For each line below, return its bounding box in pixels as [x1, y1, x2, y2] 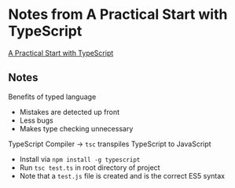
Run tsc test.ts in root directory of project [19, 163, 160, 172]
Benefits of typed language [8, 92, 97, 101]
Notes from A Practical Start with [8, 6, 228, 24]
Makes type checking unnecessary [19, 123, 134, 133]
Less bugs [19, 116, 53, 125]
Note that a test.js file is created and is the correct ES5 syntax [19, 171, 226, 180]
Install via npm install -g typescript [19, 154, 141, 164]
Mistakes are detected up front [19, 107, 120, 116]
